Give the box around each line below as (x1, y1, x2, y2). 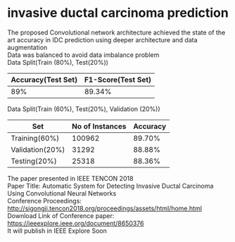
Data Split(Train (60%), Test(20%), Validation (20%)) (7, 104, 160, 113)
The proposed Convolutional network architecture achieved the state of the (7, 28, 226, 37)
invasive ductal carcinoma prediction (7, 5, 229, 21)
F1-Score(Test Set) (84, 75, 152, 84)
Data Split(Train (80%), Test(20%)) (7, 58, 109, 66)
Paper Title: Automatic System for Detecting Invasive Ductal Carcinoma (7, 181, 214, 190)
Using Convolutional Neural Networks (7, 189, 117, 198)
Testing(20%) (11, 156, 58, 166)
